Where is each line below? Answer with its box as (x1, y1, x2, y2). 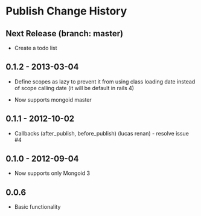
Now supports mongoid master (14, 96, 92, 103)
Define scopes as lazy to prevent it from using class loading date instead (14, 77, 196, 85)
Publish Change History (5, 4, 127, 18)
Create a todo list (14, 44, 58, 51)
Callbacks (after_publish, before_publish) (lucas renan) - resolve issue (14, 129, 190, 137)
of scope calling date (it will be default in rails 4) (14, 84, 134, 91)
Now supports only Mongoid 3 (14, 169, 91, 177)
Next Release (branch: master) (5, 28, 124, 39)
